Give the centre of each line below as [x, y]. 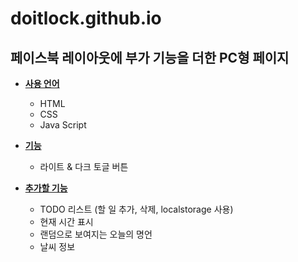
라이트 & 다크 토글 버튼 [84, 166]
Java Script [63, 125]
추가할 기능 [46, 188]
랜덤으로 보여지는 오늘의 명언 [96, 234]
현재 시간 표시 [66, 221]
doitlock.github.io [86, 18]
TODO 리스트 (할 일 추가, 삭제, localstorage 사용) [136, 209]
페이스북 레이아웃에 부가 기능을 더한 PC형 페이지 [150, 57]
